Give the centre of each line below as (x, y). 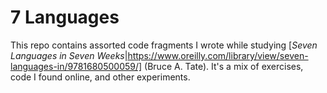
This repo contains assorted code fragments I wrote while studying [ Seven (164, 45)
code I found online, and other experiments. (100, 77)
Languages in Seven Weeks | (69, 55)
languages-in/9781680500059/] (76, 66)
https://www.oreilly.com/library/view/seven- (218, 55)
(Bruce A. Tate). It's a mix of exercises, (224, 66)
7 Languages (65, 17)
